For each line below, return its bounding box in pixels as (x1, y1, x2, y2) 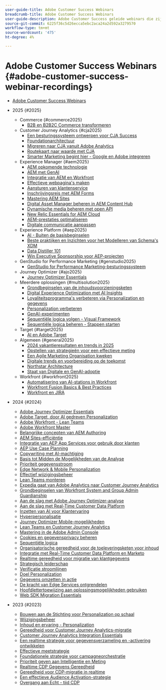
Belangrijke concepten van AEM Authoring (19, 429, 106, 435)
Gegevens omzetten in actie (19, 576, 77, 582)
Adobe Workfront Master (19, 424, 71, 430)
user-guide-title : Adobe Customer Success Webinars (5, 7, 114, 12)
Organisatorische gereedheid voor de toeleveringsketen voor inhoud (19, 545, 159, 551)
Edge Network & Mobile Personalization (19, 466, 101, 472)
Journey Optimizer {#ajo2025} (19, 268, 83, 274)
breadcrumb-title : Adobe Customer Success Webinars (5, 12, 114, 17)
